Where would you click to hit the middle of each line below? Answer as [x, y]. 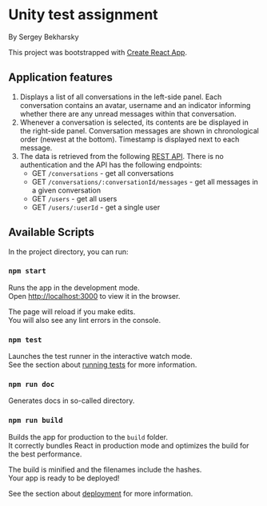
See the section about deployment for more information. [101, 493]
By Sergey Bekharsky [44, 37]
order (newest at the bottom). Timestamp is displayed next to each [130, 139]
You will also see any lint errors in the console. [85, 320]
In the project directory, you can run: [68, 251]
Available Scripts [51, 232]
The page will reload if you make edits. [72, 311]
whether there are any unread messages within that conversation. [128, 114]
